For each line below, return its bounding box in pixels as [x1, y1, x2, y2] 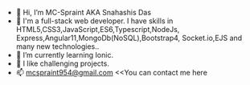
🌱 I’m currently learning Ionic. [15, 51, 114, 59]
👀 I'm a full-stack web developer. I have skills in [15, 16, 174, 26]
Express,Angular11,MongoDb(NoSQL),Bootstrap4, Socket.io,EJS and [15, 33, 243, 42]
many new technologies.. [15, 42, 100, 51]
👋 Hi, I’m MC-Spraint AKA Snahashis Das [15, 8, 151, 17]
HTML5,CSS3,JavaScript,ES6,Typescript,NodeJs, [15, 25, 180, 34]
